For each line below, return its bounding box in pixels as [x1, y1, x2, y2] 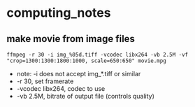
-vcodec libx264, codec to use [16, 85, 106, 92]
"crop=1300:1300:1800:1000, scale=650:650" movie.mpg [6, 57, 167, 64]
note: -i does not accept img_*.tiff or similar [16, 70, 141, 78]
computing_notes [6, 5, 111, 21]
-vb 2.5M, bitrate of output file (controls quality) [16, 92, 155, 100]
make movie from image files [6, 33, 136, 45]
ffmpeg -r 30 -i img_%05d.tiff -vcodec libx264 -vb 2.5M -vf [6, 51, 189, 58]
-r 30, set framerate [16, 77, 74, 85]
